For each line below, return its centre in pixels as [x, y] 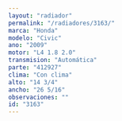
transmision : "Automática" [53, 60]
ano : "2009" [28, 45]
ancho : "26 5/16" [37, 90]
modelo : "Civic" [35, 38]
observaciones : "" [38, 97]
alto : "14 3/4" [33, 82]
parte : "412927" [35, 68]
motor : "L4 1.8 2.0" [42, 53]
